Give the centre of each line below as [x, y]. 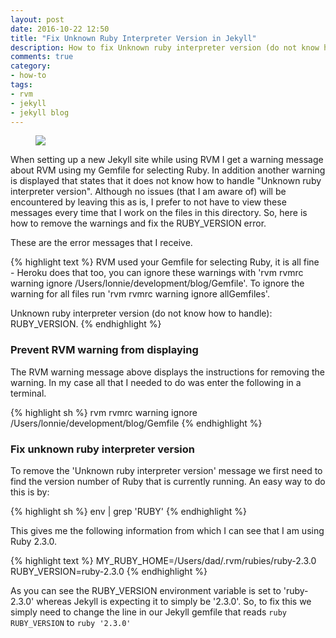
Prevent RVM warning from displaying [104, 350]
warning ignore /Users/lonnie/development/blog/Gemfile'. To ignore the [157, 283]
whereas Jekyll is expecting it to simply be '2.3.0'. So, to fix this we [174, 601]
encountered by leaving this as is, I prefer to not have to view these [148, 202]
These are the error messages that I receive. [101, 243]
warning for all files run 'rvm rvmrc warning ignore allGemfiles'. [140, 294]
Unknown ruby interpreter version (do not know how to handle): [141, 313]
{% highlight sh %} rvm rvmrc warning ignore [104, 412]
